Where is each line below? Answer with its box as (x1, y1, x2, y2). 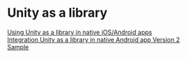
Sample (7, 43, 29, 51)
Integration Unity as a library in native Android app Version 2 (7, 35, 180, 43)
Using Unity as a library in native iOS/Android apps (7, 28, 152, 36)
